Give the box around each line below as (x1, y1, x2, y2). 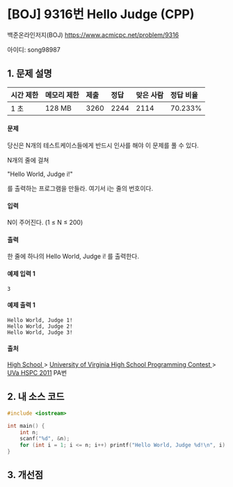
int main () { (7, 422, 45, 429)
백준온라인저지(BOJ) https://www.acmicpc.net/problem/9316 (7, 31, 179, 39)
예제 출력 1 (7, 301, 36, 310)
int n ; (19, 429, 39, 436)
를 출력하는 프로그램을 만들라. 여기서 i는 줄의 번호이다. (7, 184, 154, 192)
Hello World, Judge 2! (7, 323, 73, 330)
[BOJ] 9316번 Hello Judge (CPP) (7, 6, 195, 22)
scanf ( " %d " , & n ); (19, 436, 70, 442)
